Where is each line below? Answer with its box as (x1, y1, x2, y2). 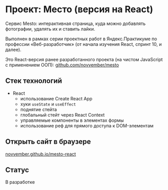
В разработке (5, 179, 35, 185)
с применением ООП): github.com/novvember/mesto (5, 62, 119, 68)
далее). (5, 46, 21, 52)
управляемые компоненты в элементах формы (20, 117, 124, 123)
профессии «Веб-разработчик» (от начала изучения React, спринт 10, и (5, 41, 162, 47)
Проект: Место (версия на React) (5, 4, 153, 15)
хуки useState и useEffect (20, 101, 76, 107)
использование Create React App (20, 95, 93, 101)
